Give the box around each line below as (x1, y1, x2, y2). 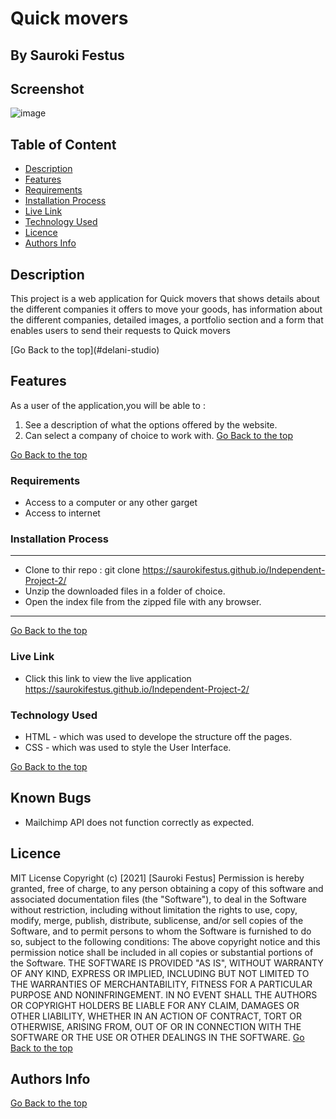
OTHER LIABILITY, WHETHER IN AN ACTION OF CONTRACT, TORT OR (10, 1010, 302, 1022)
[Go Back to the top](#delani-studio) (10, 344, 160, 356)
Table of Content (10, 136, 117, 153)
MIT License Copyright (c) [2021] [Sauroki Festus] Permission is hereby (10, 872, 305, 884)
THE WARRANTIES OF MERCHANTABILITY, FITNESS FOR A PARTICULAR (10, 978, 313, 990)
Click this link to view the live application (24, 672, 192, 684)
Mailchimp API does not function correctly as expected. (24, 816, 255, 828)
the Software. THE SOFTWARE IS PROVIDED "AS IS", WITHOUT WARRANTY (10, 957, 324, 969)
